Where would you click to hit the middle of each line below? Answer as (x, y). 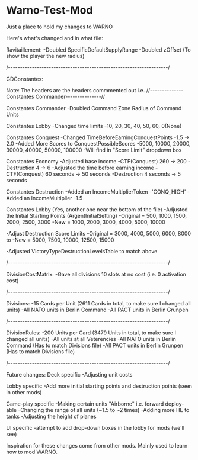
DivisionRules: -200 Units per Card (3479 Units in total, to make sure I (91, 333)
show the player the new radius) (45, 56)
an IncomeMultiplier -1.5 (53, 198)
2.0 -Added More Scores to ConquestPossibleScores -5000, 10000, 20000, (98, 143)
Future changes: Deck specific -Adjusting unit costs (69, 374)
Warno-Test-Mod (49, 10)
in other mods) (24, 392)
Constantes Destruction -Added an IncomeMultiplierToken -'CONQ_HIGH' (96, 192)
